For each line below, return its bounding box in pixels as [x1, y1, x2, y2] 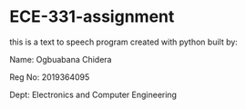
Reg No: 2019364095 [9, 71, 90, 83]
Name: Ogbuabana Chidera [9, 54, 112, 64]
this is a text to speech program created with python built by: [9, 36, 239, 47]
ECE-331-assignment [9, 6, 175, 27]
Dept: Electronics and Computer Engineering [9, 89, 178, 100]
